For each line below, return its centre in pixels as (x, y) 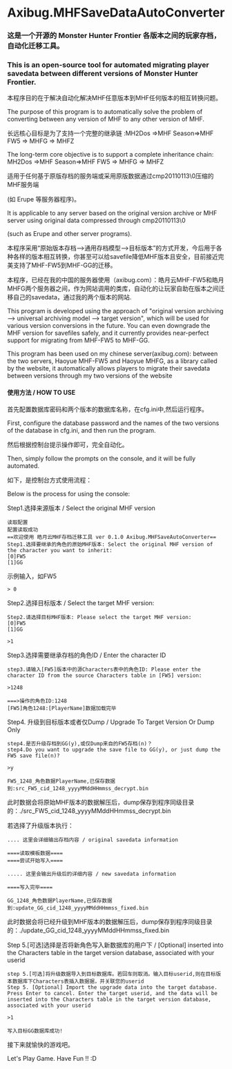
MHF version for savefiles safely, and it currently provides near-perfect (108, 333)
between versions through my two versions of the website (90, 376)
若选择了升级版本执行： (40, 825)
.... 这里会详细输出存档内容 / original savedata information (93, 840)
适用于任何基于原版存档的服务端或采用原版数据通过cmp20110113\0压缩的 (110, 176)
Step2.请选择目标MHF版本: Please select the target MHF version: (99, 617)
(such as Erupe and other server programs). (70, 234)
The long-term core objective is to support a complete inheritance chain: (110, 155)
